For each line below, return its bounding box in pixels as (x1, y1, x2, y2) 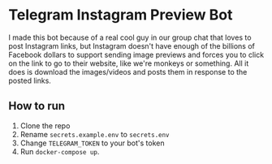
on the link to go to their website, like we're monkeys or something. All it (8, 58, 249, 68)
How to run (8, 99, 66, 113)
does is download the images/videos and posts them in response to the (8, 67, 248, 76)
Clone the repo (19, 120, 71, 131)
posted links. (8, 76, 51, 85)
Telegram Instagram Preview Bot (8, 6, 233, 24)
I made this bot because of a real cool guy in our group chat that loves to (8, 32, 252, 42)
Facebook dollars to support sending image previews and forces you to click (8, 50, 265, 59)
